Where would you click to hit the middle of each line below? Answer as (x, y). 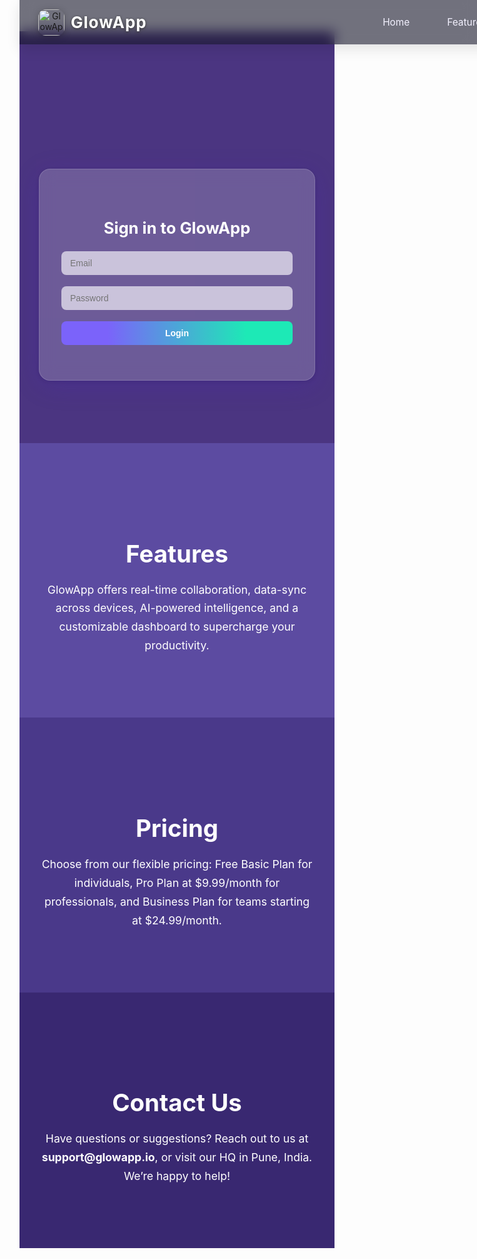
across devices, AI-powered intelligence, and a (177, 608)
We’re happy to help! (177, 1176)
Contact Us (177, 1103)
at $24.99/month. (177, 920)
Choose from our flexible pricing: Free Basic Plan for (177, 863)
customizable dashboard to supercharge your (177, 627)
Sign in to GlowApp (177, 227)
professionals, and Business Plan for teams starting (177, 901)
